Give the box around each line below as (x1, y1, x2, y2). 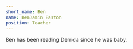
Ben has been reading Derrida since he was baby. (5, 36, 128, 44)
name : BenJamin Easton (5, 14, 62, 20)
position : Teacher (5, 20, 51, 26)
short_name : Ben (5, 8, 46, 15)
